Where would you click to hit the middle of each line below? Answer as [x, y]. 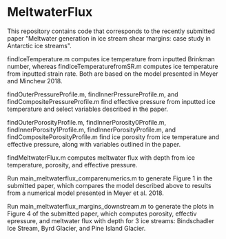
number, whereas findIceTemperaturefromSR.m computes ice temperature [113, 66]
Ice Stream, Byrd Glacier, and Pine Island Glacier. [76, 228]
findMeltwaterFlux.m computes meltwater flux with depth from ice [101, 157]
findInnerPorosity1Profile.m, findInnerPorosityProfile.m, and [92, 129]
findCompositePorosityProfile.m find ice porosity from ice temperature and [113, 137]
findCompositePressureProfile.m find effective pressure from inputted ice [111, 101]
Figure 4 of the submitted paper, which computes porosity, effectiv [102, 214]
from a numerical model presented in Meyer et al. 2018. [85, 193]
